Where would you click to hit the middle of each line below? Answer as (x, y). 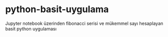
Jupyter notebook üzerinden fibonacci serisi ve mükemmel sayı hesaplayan (85, 23)
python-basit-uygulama (57, 9)
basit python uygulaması (31, 28)
